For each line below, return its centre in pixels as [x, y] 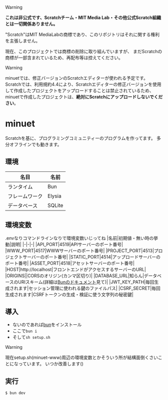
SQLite [55, 205]
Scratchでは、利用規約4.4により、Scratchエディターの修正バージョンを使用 [83, 84]
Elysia [54, 196]
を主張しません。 [23, 41]
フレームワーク [25, 196]
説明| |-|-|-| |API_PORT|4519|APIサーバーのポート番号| [67, 244]
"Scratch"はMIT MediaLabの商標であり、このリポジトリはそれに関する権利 [82, 34]
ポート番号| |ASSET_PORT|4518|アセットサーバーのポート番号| [70, 263]
